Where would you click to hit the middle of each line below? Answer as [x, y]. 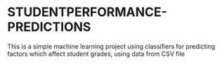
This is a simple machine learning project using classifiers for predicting [111, 46]
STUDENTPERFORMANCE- [87, 12]
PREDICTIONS [49, 27]
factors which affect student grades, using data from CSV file [96, 54]
